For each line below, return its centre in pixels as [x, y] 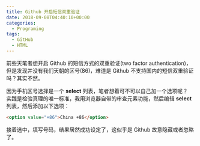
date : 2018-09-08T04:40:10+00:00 [48, 17]
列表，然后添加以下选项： [38, 106]
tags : [13, 34]
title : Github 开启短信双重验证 [43, 12]
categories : [21, 23]
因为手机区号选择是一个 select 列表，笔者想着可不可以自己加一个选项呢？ [97, 91]
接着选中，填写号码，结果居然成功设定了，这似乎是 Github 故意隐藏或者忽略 [100, 129]
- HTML [20, 46]
